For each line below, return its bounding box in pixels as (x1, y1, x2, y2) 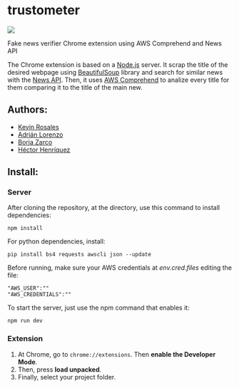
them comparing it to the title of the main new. (7, 83, 143, 91)
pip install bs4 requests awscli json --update (7, 251, 152, 258)
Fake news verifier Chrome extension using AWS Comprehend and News (7, 38, 223, 48)
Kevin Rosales (17, 122, 59, 131)
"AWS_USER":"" (7, 285, 50, 292)
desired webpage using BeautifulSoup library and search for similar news (7, 68, 223, 76)
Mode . (17, 357, 38, 366)
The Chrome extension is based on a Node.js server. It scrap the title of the (7, 60, 228, 69)
